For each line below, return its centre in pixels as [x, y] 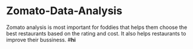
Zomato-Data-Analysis [64, 11]
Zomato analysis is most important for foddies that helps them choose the [97, 27]
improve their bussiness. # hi [41, 40]
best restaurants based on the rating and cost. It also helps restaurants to [96, 33]
